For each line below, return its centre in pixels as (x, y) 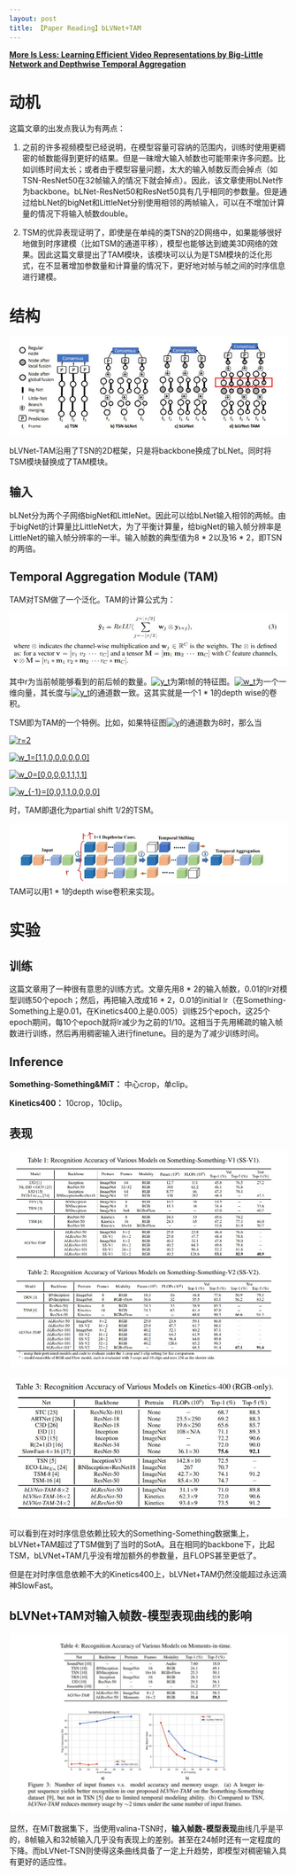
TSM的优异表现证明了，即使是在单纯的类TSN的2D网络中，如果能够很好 (152, 233)
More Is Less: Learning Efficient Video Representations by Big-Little (136, 54)
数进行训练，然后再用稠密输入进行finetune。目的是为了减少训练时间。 (137, 1033)
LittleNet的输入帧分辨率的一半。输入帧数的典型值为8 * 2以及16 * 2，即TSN (146, 537)
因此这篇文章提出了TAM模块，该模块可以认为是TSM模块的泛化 (151, 255)
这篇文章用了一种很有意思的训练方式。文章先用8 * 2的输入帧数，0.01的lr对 (144, 989)
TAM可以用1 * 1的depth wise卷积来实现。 (84, 891)
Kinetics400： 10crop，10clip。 (68, 1102)
